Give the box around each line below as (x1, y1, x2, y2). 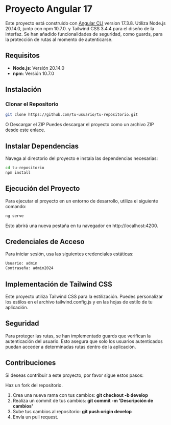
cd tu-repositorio (5, 165, 44, 171)
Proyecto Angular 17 (5, 3, 93, 15)
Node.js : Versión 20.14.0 (12, 65, 65, 71)
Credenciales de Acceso (5, 237, 85, 246)
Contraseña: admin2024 (5, 266, 54, 271)
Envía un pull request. (12, 414, 59, 420)
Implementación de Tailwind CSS (5, 280, 112, 289)
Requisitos (5, 51, 40, 60)
